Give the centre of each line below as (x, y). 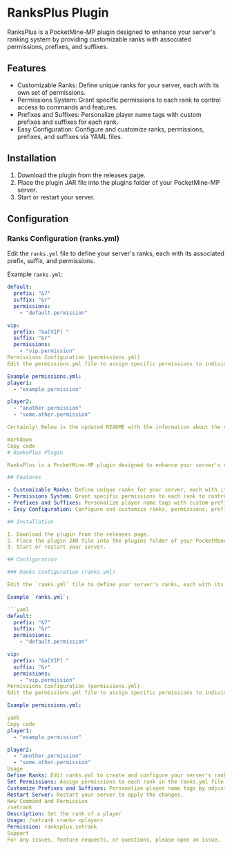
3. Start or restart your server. (57, 547)
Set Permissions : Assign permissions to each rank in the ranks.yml (108, 781)
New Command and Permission (48, 801)
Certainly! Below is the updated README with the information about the (114, 427)
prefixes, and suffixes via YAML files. (70, 136)
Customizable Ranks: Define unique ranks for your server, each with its (118, 85)
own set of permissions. (51, 92)
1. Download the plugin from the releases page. (78, 534)
